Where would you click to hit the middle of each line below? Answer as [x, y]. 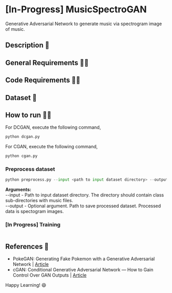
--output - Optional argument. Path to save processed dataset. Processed [83, 206]
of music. [15, 29]
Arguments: [18, 190]
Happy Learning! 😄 [26, 285]
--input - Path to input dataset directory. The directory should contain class [85, 195]
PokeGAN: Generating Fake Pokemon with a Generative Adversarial [84, 259]
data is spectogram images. [35, 211]
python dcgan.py [23, 137]
